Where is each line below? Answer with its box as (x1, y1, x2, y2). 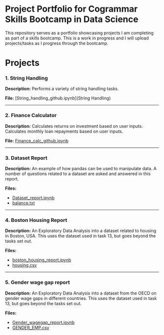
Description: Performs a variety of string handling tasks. (5, 86, 119, 92)
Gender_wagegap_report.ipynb (12, 319, 75, 325)
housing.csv (12, 262, 37, 268)
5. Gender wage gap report (5, 279, 70, 286)
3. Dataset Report (5, 155, 48, 161)
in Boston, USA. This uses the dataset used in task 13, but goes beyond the (5, 233, 156, 239)
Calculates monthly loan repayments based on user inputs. (5, 128, 123, 134)
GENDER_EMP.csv (12, 324, 50, 330)
